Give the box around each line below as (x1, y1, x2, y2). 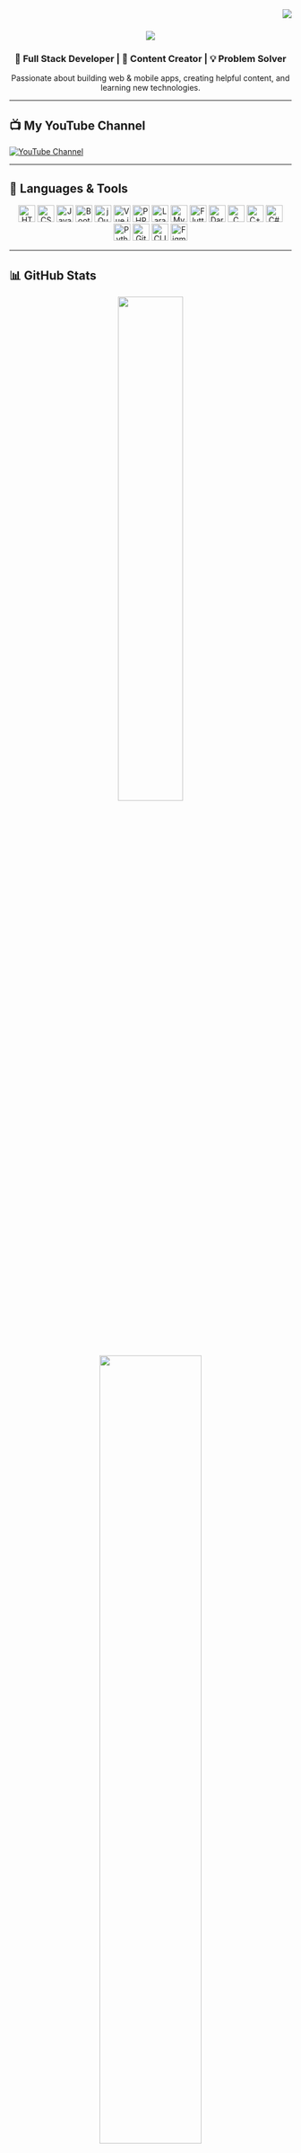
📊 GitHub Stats (9, 268, 97, 283)
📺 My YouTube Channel (9, 118, 146, 133)
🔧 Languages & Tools (9, 181, 128, 196)
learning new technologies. (100, 83, 201, 93)
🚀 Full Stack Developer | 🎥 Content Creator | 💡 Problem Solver (14, 53, 287, 66)
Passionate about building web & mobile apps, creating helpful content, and (11, 73, 290, 84)
